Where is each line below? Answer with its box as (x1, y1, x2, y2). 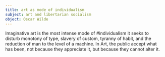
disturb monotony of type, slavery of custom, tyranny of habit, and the (5, 35, 151, 41)
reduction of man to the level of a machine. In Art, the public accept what (5, 41, 157, 47)
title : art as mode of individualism (5, 7, 85, 12)
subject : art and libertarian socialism (5, 12, 92, 17)
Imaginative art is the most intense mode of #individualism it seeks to (5, 30, 149, 36)
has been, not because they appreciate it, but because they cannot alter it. (5, 46, 160, 52)
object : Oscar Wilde (5, 16, 49, 21)
